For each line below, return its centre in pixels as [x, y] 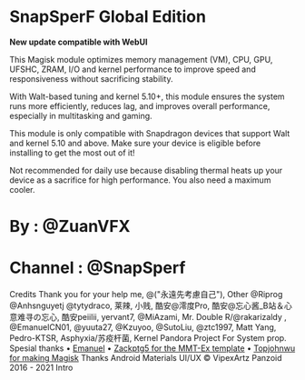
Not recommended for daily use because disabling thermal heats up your [146, 170]
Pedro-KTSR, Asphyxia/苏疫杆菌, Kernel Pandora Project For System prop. [148, 338]
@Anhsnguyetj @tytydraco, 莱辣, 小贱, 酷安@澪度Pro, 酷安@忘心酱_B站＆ [147, 305]
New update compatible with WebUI [79, 42]
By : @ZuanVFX [70, 227]
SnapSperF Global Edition [108, 17]
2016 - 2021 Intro [41, 368]
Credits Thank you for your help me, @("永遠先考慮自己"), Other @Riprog [146, 295]
